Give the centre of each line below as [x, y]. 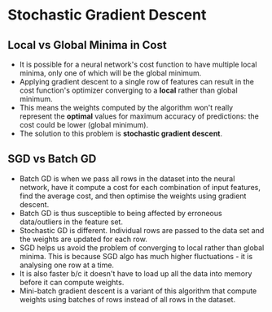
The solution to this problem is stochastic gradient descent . [121, 133]
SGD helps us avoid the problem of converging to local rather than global [142, 247]
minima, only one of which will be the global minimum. [110, 73]
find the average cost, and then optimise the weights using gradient [133, 196]
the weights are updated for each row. [83, 239]
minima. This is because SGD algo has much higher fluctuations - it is [136, 256]
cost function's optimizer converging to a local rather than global [128, 90]
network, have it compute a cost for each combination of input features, [140, 187]
